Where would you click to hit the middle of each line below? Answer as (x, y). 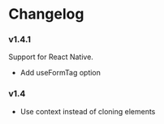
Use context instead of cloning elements (88, 111)
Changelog (46, 14)
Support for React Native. (51, 57)
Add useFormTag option (60, 73)
